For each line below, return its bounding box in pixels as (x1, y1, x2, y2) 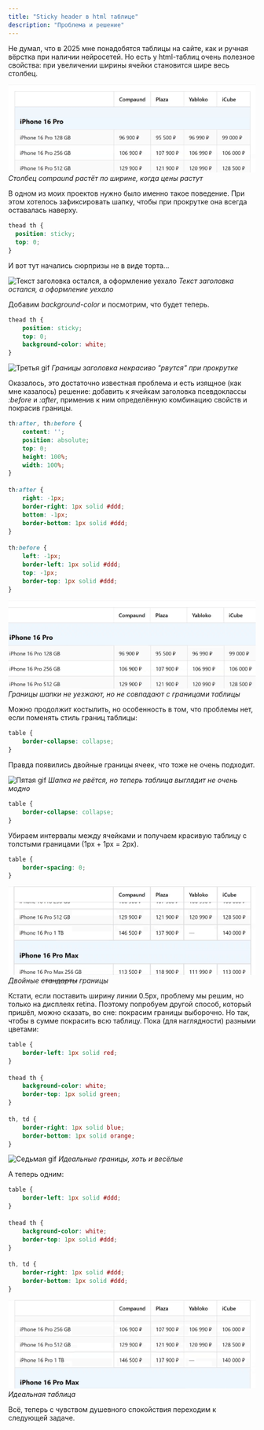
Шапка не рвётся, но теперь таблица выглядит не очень (48, 775, 238, 785)
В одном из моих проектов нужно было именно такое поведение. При (8, 189, 245, 198)
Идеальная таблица (8, 1389, 76, 1399)
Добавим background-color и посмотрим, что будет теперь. (8, 300, 210, 309)
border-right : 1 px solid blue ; (22, 1123, 125, 1131)
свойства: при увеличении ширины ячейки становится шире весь (8, 60, 230, 70)
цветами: (8, 1024, 39, 1034)
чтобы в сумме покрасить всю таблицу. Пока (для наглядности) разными (8, 1016, 256, 1026)
